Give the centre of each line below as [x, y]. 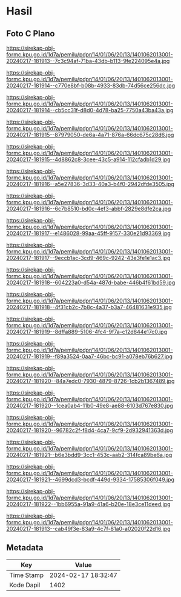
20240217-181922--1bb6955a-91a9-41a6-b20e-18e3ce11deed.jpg [88, 504]
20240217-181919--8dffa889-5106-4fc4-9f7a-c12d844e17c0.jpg [87, 332]
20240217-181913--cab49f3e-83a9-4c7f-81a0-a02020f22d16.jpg [88, 529]
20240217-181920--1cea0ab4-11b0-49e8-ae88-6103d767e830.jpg [90, 405]
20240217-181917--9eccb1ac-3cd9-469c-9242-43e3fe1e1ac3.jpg [88, 258]
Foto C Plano [31, 34]
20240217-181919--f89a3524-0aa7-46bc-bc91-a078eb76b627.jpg [89, 356]
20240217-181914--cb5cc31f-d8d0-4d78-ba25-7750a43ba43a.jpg [90, 110]
